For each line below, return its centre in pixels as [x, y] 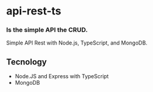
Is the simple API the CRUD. [47, 30]
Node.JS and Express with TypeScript [62, 76]
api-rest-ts [34, 11]
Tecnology [26, 62]
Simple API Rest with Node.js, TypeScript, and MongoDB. [77, 43]
